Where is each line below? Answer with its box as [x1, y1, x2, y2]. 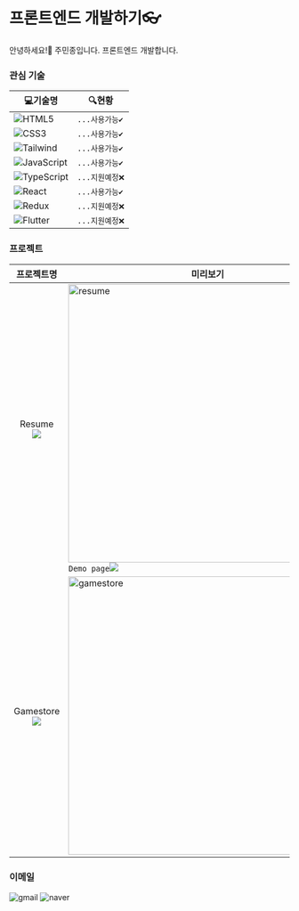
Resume [19, 418, 54, 430]
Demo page [68, 563, 110, 573]
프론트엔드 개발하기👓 [9, 8, 162, 28]
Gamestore [13, 704, 61, 717]
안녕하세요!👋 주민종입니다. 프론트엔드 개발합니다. [9, 45, 179, 55]
